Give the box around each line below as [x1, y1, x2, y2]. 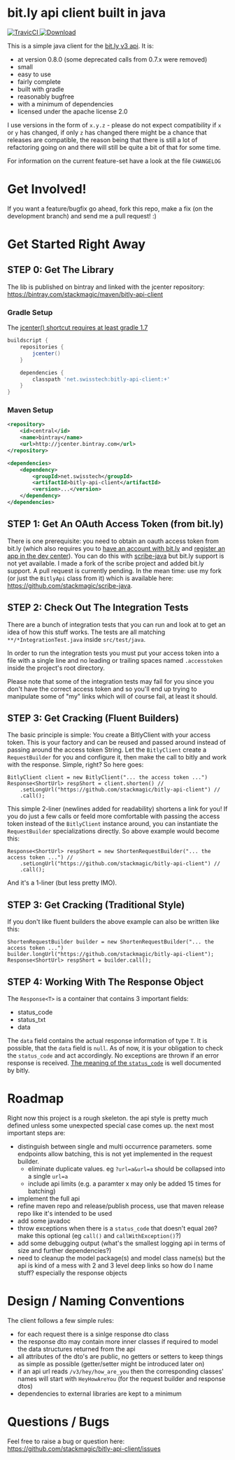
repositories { [20, 344, 64, 351]
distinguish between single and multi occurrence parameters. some [17, 1142, 212, 1151]
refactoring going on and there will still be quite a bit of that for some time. [7, 143, 222, 151]
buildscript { [7, 337, 49, 344]
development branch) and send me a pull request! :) [7, 211, 157, 220]
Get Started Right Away [7, 237, 145, 253]
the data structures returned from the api [17, 1345, 136, 1353]
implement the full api [17, 1194, 80, 1202]
